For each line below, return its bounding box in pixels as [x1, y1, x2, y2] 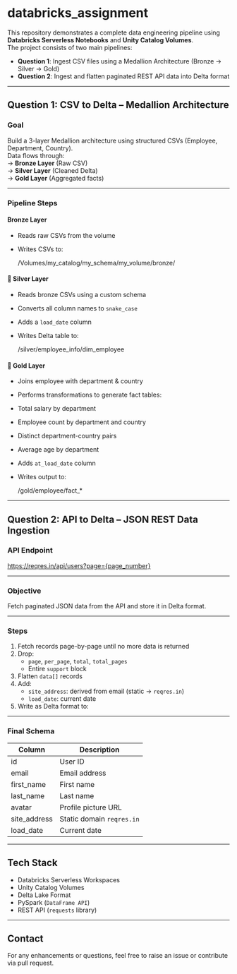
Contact [7, 932, 44, 944]
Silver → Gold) [17, 64, 60, 73]
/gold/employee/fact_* [17, 486, 83, 495]
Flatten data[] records [17, 672, 83, 680]
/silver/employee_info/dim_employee [17, 344, 125, 354]
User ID [59, 757, 85, 766]
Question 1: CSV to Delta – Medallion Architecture [7, 99, 229, 111]
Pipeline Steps [7, 198, 58, 208]
